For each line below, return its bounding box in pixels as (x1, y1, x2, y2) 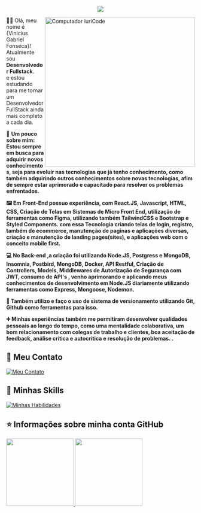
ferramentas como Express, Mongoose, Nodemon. (6, 286, 135, 293)
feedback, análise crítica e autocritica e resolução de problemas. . (6, 335, 173, 342)
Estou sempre (6, 143, 42, 150)
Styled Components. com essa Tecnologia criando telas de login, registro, (6, 221, 194, 227)
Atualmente (6, 48, 35, 56)
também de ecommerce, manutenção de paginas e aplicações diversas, (6, 227, 189, 234)
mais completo (6, 113, 43, 119)
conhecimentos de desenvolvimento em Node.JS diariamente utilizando (6, 280, 190, 287)
